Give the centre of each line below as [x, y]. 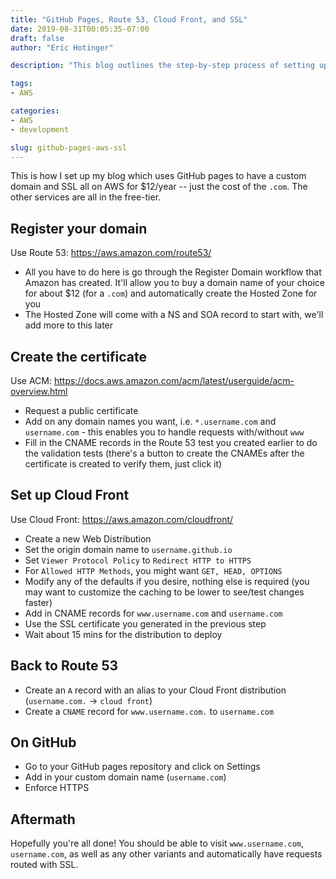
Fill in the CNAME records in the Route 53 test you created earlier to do [171, 442]
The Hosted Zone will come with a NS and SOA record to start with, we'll [174, 315]
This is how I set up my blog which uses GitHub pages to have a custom [158, 176]
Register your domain [79, 228]
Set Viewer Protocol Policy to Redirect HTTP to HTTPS [138, 560]
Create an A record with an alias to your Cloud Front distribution [155, 690]
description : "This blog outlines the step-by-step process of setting [162, 66]
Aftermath [43, 819]
